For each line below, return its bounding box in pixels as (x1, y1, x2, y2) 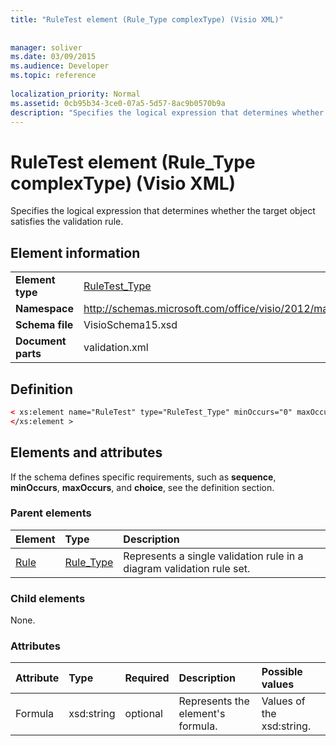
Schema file (15, 318, 74, 332)
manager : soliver (10, 42, 83, 53)
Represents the (178, 694, 250, 708)
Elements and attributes (10, 444, 163, 461)
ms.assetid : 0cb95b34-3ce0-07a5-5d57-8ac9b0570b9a (10, 98, 226, 108)
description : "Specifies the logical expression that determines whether (10, 107, 325, 118)
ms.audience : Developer (10, 61, 110, 71)
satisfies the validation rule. (10, 216, 124, 228)
